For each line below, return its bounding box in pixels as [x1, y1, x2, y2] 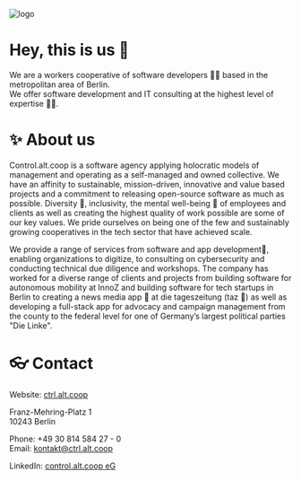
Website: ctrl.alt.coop [9, 388, 89, 399]
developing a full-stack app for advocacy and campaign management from [9, 301, 286, 311]
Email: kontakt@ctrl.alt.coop [9, 442, 114, 453]
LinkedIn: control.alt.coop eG [9, 460, 116, 471]
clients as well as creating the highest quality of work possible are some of [9, 207, 285, 218]
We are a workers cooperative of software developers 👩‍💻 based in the [9, 69, 269, 80]
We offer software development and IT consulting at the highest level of [9, 88, 274, 99]
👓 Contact [9, 353, 94, 374]
